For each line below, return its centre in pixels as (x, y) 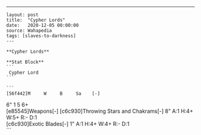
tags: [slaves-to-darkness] (41, 36)
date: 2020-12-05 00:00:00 (42, 25)
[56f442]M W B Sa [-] (53, 94)
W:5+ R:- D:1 (22, 117)
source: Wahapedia (29, 31)
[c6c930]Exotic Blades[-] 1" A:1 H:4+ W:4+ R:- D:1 (68, 124)
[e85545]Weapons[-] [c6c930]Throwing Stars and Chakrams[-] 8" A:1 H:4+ (100, 111)
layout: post (22, 15)
